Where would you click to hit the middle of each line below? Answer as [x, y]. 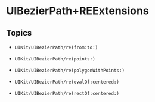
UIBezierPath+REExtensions [77, 11]
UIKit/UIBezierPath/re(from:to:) [56, 47]
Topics [19, 33]
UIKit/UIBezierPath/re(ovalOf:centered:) [67, 82]
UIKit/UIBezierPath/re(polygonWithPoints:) [70, 71]
